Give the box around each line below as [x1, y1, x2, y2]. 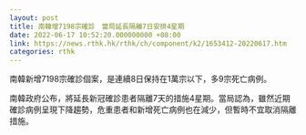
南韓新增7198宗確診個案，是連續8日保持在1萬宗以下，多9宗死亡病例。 [9, 74, 271, 85]
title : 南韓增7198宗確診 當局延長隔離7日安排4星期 [9, 22, 185, 31]
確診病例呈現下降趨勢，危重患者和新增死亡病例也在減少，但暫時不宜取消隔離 [9, 104, 297, 115]
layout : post [9, 13, 59, 23]
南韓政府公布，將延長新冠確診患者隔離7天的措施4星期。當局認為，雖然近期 [9, 93, 291, 104]
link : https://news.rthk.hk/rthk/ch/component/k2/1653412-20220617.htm [9, 38, 287, 48]
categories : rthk [9, 47, 76, 57]
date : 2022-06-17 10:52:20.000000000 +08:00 [9, 30, 181, 39]
